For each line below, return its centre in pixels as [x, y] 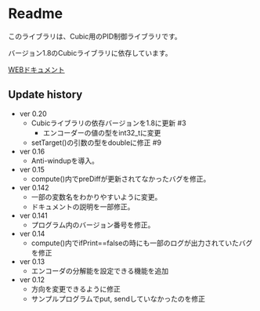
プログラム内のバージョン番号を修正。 [93, 225]
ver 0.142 [34, 187]
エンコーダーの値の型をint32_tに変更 [102, 132]
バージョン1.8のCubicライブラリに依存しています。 [90, 52]
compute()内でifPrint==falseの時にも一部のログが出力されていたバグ [142, 243]
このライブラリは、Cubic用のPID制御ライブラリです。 [95, 36]
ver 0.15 [32, 169]
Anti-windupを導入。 [65, 161]
